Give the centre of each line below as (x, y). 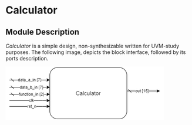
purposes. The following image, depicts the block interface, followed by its (96, 52)
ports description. (27, 58)
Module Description (43, 32)
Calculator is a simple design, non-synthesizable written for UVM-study (92, 46)
